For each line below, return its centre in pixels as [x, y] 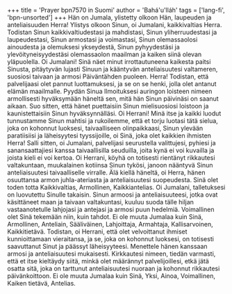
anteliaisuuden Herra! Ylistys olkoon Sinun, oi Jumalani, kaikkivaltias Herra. [115, 25]
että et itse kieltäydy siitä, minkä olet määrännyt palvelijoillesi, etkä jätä [108, 261]
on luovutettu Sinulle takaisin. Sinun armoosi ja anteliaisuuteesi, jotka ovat [113, 195]
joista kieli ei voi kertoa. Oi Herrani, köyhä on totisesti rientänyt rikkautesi [111, 158]
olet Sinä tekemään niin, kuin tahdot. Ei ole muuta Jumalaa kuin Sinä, [105, 217]
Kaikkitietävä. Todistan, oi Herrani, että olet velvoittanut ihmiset [97, 231]
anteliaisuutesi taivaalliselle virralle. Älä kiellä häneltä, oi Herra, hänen [106, 172]
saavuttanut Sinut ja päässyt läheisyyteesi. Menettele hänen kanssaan [107, 246]
